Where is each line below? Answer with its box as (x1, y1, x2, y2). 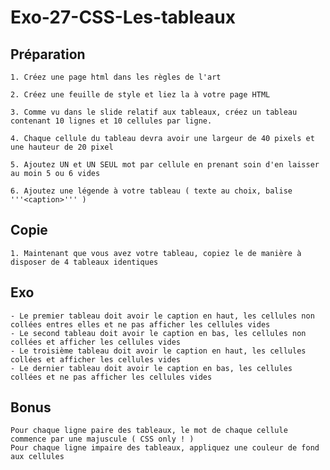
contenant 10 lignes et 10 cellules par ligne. (10, 116, 213, 126)
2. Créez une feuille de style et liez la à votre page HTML (10, 90, 271, 100)
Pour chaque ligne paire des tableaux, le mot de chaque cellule (10, 426, 288, 436)
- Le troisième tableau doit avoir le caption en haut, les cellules (10, 346, 307, 356)
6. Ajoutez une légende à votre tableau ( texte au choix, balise (10, 186, 293, 196)
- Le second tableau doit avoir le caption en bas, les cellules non (10, 328, 307, 338)
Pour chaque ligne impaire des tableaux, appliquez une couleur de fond (10, 443, 320, 453)
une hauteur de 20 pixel (10, 142, 114, 152)
